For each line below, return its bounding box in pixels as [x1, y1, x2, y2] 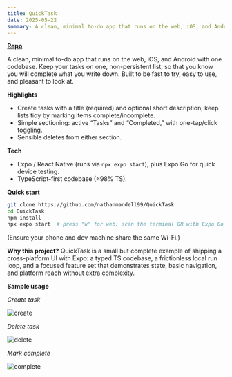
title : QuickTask [7, 10, 57, 17]
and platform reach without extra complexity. [7, 269, 135, 277]
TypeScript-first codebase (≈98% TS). [17, 175, 128, 183]
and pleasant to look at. [7, 77, 74, 86]
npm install [7, 215, 41, 222]
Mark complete [7, 349, 50, 357]
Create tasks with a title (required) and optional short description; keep [17, 104, 219, 113]
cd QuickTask [7, 208, 45, 215]
